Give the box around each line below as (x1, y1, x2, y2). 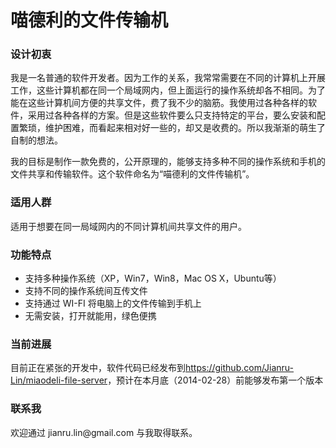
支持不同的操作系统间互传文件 (24, 285, 148, 297)
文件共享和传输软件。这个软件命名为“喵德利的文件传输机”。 (10, 168, 255, 180)
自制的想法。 (10, 134, 63, 146)
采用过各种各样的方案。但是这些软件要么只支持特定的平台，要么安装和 (27, 109, 317, 121)
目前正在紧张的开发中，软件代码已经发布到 (10, 362, 186, 374)
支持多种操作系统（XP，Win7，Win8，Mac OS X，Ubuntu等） (24, 272, 282, 285)
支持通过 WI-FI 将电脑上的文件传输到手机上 (24, 297, 202, 310)
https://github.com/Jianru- (185, 362, 295, 374)
